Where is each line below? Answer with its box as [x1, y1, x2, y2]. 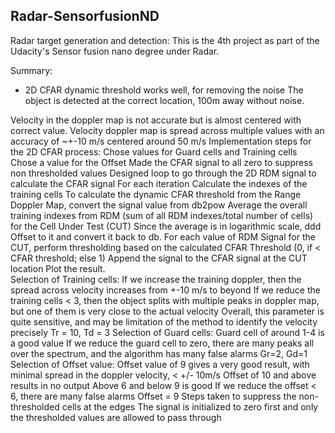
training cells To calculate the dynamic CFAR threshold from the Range [10, 188, 302, 200]
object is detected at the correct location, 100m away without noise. [24, 94, 305, 106]
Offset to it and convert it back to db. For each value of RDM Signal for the [10, 230, 316, 243]
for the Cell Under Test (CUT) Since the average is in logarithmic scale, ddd [10, 220, 322, 232]
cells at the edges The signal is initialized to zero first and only [61, 400, 319, 413]
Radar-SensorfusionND [10, 8, 160, 25]
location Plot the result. [10, 262, 106, 274]
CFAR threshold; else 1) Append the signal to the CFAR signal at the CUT [10, 252, 308, 264]
